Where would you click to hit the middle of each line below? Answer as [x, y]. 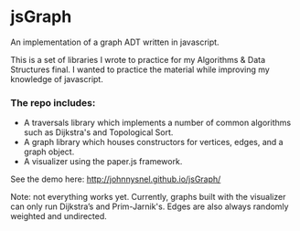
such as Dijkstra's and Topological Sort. [98, 132]
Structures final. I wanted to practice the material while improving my [140, 69]
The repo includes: [53, 102]
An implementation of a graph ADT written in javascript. [115, 42]
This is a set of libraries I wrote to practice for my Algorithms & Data [138, 59]
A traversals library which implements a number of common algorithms [157, 123]
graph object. [49, 152]
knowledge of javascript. [57, 79]
